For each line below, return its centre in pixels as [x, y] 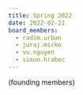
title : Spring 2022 [40, 15]
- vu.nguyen [35, 52]
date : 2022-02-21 [37, 23]
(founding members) [41, 82]
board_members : [33, 30]
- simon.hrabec [40, 60]
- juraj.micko [38, 45]
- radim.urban [38, 38]
